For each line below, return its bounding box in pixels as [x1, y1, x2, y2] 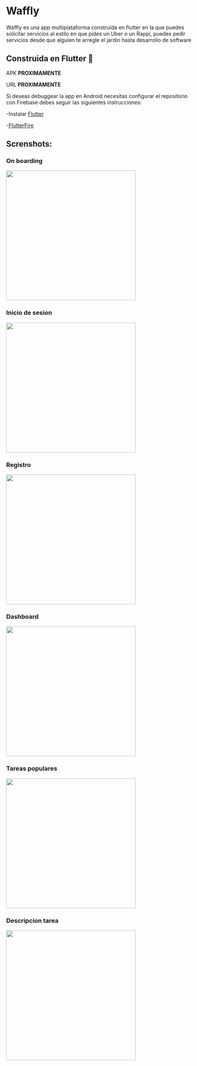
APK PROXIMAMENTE [6, 69, 62, 77]
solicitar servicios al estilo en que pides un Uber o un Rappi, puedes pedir [6, 30, 186, 37]
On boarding [6, 157, 43, 165]
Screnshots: [6, 139, 52, 149]
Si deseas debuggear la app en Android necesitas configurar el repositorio [6, 92, 188, 99]
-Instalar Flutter [6, 110, 44, 117]
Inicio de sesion [6, 309, 52, 317]
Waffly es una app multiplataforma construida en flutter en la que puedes [6, 24, 185, 31]
